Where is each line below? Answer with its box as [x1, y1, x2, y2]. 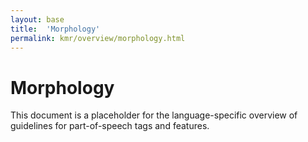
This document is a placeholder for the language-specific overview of [10, 109, 298, 121]
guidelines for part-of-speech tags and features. [10, 120, 210, 132]
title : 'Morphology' [10, 24, 101, 34]
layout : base [10, 14, 65, 25]
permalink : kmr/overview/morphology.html [10, 33, 186, 43]
